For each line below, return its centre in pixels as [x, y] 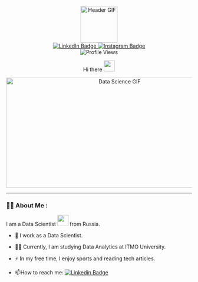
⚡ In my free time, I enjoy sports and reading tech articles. [85, 258]
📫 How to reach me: [39, 273]
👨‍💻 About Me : [27, 205]
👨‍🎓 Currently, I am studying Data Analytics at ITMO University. [90, 247]
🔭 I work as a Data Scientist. [49, 236]
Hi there [93, 69]
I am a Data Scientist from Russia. [53, 224]
